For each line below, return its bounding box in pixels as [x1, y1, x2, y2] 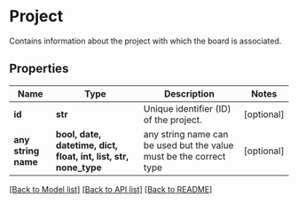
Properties [9, 61, 69, 76]
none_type [56, 161, 102, 174]
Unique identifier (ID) [143, 102, 231, 114]
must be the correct [143, 150, 226, 162]
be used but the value [143, 139, 234, 152]
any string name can [143, 128, 229, 140]
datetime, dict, [56, 139, 118, 152]
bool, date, [56, 128, 102, 140]
